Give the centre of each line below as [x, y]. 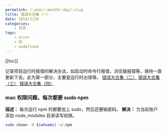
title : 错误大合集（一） [28, 14]
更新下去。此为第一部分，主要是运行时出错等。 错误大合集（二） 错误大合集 [83, 77]
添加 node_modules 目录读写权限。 [41, 115]
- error [22, 38]
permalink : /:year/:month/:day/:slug [44, 10]
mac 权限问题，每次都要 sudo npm [47, 97]
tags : [11, 33]
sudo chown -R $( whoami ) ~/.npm [39, 125]
